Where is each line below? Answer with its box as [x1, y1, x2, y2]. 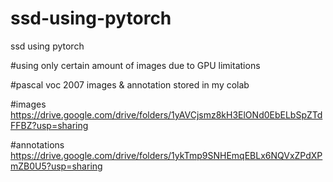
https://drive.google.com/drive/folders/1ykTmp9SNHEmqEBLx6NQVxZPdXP [10, 149, 323, 161]
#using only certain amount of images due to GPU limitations [10, 59, 261, 71]
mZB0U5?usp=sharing [10, 160, 103, 172]
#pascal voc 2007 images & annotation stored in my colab [10, 78, 250, 91]
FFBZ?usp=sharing [10, 119, 89, 131]
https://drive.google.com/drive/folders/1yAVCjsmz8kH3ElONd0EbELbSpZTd [10, 108, 323, 121]
